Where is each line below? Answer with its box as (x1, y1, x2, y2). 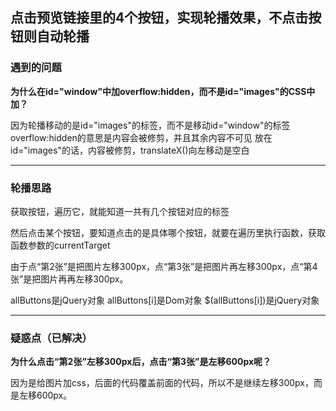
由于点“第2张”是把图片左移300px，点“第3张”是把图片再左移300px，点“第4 (10, 260, 318, 272)
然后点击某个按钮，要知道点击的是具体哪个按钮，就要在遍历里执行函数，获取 (10, 226, 326, 238)
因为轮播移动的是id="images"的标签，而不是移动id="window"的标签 (10, 119, 291, 131)
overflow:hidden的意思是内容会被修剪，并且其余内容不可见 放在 (10, 131, 273, 143)
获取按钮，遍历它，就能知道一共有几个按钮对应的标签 (10, 205, 230, 217)
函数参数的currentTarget (10, 239, 111, 251)
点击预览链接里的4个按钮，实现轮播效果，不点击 (10, 9, 309, 27)
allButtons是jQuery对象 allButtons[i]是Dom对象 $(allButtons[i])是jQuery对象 (10, 294, 320, 306)
